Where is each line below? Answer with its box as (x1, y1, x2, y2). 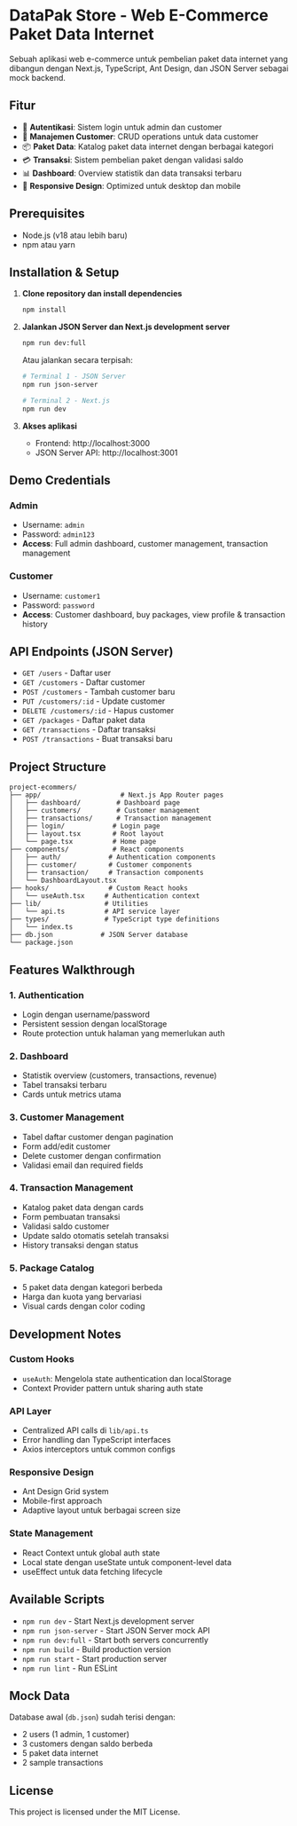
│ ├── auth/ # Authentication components (9, 853, 216, 862)
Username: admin (21, 520, 85, 531)
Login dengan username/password (21, 1009, 151, 1019)
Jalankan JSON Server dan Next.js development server (21, 321, 231, 333)
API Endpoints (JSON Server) (9, 644, 174, 659)
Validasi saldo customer (21, 1221, 110, 1232)
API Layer (9, 1405, 51, 1417)
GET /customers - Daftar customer (21, 677, 145, 688)
